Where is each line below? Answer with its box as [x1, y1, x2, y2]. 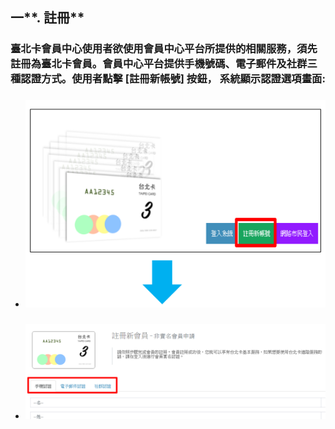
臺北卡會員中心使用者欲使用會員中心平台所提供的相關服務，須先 [10, 42, 318, 56]
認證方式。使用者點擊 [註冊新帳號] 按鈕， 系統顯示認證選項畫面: [20, 72, 326, 86]
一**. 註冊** [10, 9, 85, 27]
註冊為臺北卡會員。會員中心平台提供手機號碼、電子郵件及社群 [10, 57, 308, 71]
